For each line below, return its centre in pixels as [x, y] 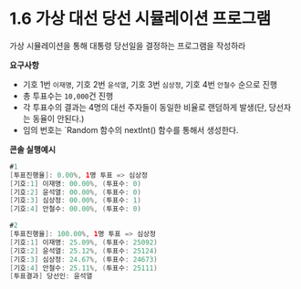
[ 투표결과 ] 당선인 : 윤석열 [51, 276]
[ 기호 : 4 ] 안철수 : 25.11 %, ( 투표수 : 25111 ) [83, 268]
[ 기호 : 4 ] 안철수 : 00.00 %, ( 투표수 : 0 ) [75, 209]
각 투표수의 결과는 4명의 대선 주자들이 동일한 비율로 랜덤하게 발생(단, [145, 107]
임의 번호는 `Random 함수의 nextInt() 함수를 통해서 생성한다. [130, 129]
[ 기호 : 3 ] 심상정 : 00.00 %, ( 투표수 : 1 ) [75, 201]
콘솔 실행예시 [33, 149]
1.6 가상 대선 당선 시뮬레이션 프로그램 [140, 19]
